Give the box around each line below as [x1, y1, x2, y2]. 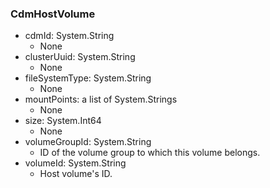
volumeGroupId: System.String [24, 136, 152, 148]
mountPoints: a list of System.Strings [24, 93, 178, 106]
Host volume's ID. [39, 168, 113, 180]
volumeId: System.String [24, 157, 127, 169]
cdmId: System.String [24, 30, 115, 42]
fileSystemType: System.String [24, 72, 152, 84]
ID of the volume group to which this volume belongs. [39, 147, 261, 159]
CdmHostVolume [10, 7, 96, 21]
